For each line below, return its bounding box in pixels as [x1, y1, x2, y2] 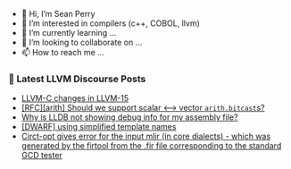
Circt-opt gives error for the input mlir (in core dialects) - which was [21, 131, 271, 142]
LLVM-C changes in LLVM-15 [21, 93, 129, 104]
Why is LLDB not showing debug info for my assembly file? [21, 112, 238, 123]
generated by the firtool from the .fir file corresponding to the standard [21, 140, 282, 151]
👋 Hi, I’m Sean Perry [21, 9, 96, 19]
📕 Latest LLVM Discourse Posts [8, 72, 146, 85]
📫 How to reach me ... [21, 47, 104, 57]
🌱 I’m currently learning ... [21, 28, 117, 38]
